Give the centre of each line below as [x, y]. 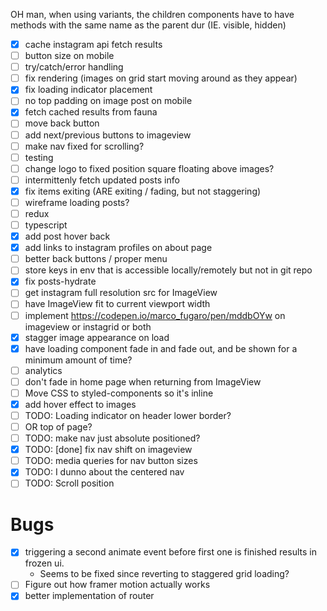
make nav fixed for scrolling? [84, 146]
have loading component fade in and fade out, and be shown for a [161, 348]
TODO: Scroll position [69, 483]
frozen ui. [44, 563]
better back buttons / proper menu [96, 259]
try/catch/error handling [74, 67]
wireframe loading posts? [77, 202]
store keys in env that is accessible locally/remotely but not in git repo [168, 270]
